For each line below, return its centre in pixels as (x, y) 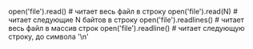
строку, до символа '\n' (49, 36)
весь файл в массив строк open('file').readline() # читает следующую (127, 28)
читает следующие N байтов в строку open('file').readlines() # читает (126, 20)
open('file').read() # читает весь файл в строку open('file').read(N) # (123, 11)
